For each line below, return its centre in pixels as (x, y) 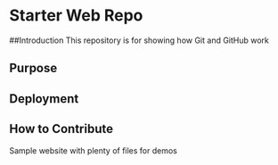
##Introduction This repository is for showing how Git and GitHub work (139, 40)
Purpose (33, 68)
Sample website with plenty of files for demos (94, 150)
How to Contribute (61, 129)
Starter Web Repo (76, 16)
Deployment (44, 99)
